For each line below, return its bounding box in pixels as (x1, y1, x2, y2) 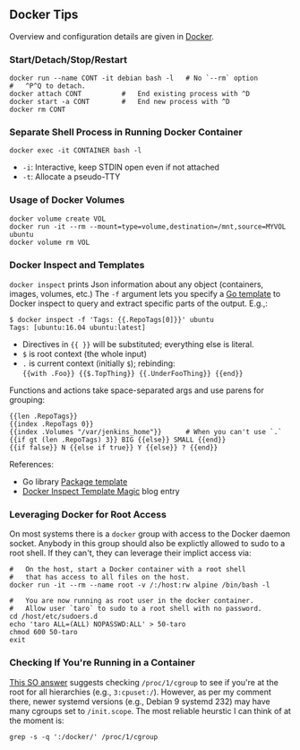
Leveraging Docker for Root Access (9, 508, 167, 520)
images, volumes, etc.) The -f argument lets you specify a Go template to (9, 289, 281, 299)
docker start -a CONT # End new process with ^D (9, 98, 230, 107)
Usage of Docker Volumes (9, 194, 125, 206)
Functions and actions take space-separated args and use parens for (9, 385, 264, 396)
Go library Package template (21, 476, 128, 487)
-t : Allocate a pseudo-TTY (21, 171, 121, 182)
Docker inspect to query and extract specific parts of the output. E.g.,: (9, 298, 269, 309)
